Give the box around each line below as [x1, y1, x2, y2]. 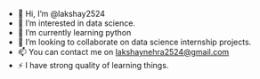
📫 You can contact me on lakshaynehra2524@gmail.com [17, 47, 230, 57]
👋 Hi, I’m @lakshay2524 [17, 9, 105, 19]
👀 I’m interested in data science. [17, 18, 136, 28]
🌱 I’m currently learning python [17, 28, 132, 37]
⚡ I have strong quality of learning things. [17, 60, 169, 70]
